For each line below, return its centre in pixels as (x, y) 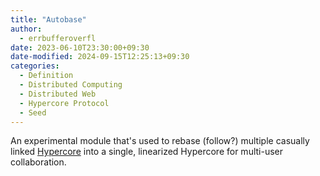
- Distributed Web (58, 94)
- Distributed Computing (71, 85)
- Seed (33, 112)
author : (26, 29)
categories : (35, 66)
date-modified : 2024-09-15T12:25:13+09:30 (100, 57)
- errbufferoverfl (58, 38)
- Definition (46, 76)
